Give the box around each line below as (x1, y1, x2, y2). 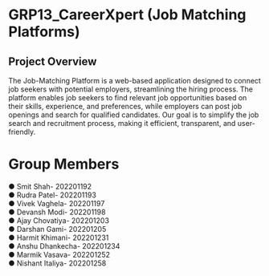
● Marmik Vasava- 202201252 (8, 250, 111, 259)
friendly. (8, 127, 36, 136)
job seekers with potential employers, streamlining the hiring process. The (8, 84, 253, 94)
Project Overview (8, 55, 97, 68)
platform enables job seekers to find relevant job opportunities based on (8, 93, 247, 102)
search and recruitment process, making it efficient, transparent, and (8, 119, 236, 128)
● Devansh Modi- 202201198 (8, 207, 106, 217)
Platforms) (8, 22, 80, 41)
